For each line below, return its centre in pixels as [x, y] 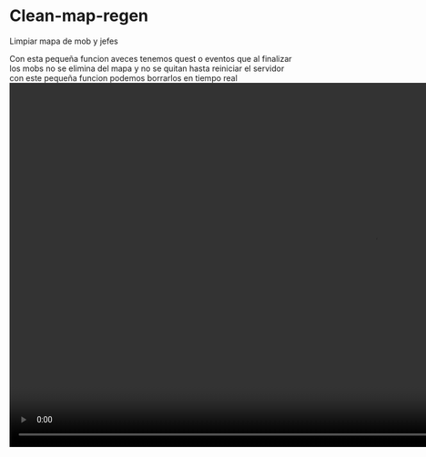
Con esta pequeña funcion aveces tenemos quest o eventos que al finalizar [151, 58]
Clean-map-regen [79, 16]
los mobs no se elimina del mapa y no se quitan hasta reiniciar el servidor [147, 68]
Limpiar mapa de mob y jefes [64, 41]
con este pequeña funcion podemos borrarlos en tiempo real [124, 77]
